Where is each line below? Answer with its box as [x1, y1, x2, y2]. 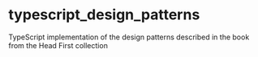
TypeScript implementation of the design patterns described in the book [8, 32, 250, 42]
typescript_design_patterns [8, 6, 200, 24]
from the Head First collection [8, 40, 108, 50]
